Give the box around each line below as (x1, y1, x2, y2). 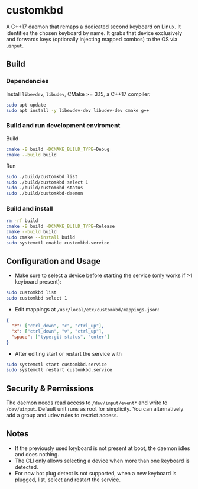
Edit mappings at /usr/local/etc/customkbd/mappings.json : (14, 306, 160, 313)
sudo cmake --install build (6, 234, 76, 240)
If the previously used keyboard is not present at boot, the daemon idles (14, 445, 190, 452)
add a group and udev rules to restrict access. (6, 412, 119, 419)
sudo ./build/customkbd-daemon (6, 191, 83, 197)
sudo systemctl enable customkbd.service (6, 240, 110, 246)
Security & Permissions (6, 383, 95, 394)
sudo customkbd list (6, 289, 57, 296)
